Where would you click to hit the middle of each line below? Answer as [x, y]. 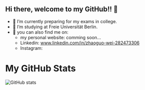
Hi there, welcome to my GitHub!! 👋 [62, 9]
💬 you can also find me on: [40, 32]
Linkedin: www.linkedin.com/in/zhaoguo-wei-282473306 [80, 43]
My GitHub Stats [41, 68]
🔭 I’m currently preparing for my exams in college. [65, 21]
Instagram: [31, 48]
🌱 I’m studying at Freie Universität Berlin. [55, 27]
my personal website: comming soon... [61, 37]
